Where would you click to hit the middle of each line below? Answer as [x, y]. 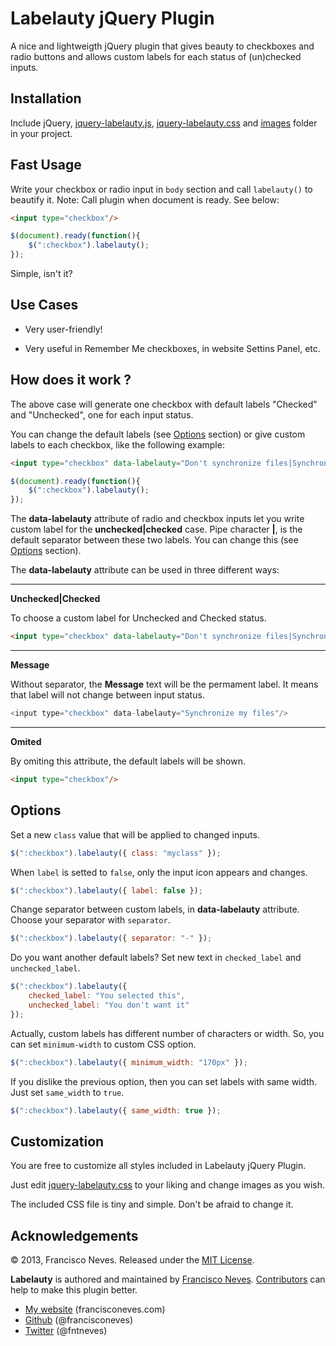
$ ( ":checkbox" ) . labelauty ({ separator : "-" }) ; [111, 938]
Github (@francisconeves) [79, 1320]
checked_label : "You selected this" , [107, 996]
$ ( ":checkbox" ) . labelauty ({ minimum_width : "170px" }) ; [129, 1062]
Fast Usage [46, 165]
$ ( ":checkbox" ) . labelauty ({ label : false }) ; [106, 890]
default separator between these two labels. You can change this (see [154, 540]
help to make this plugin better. [74, 1290]
